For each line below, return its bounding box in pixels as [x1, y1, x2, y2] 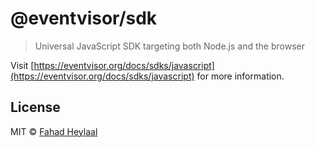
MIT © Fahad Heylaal [10, 125, 98, 137]
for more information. [196, 70, 285, 82]
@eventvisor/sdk [10, 7, 158, 30]
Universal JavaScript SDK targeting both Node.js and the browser [34, 40, 305, 52]
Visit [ [10, 59, 35, 71]
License [10, 99, 61, 116]
